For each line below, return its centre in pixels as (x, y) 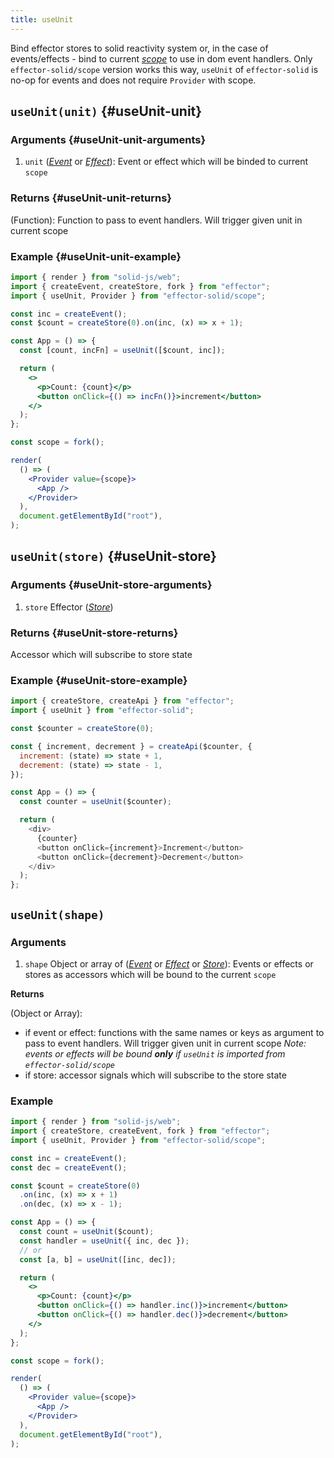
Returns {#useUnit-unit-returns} (91, 198)
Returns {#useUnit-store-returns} (94, 633)
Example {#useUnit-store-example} (99, 680)
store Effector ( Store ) (69, 607)
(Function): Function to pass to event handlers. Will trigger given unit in (156, 220)
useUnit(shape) (57, 914)
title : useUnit (42, 19)
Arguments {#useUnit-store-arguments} (111, 585)
